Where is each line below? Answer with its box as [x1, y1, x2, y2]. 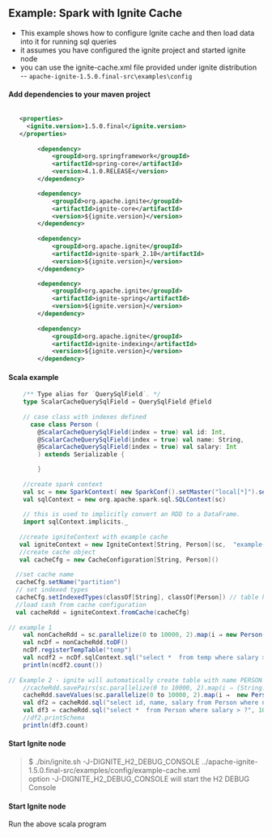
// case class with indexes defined [23, 412, 147, 421]
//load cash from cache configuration [15, 600, 147, 609]
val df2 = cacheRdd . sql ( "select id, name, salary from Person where [23, 698, 259, 707]
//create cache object [19, 548, 96, 556]
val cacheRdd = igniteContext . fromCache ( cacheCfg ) [15, 608, 190, 617]
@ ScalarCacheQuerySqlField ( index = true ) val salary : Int [37, 443, 237, 451]
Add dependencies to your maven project [8, 89, 151, 100]
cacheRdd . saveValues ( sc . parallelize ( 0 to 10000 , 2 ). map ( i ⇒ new [23, 691, 249, 699]
